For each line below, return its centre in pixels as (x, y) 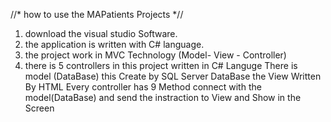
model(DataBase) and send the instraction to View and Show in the (163, 97)
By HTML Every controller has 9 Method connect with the (143, 87)
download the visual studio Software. (101, 33)
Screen (39, 108)
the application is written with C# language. (114, 44)
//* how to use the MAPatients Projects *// (97, 14)
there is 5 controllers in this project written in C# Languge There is (161, 65)
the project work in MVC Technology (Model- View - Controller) (155, 55)
